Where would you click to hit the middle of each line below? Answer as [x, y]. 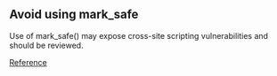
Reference [28, 62]
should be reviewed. [46, 45]
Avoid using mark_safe [74, 15]
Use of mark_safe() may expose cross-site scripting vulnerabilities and [139, 35]
